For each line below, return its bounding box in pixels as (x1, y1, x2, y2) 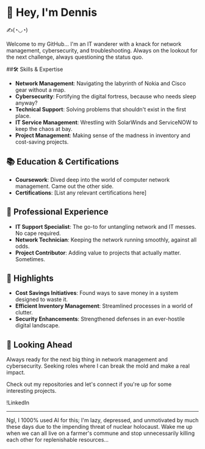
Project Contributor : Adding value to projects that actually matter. (15, 249, 181, 256)
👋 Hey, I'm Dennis (6, 6, 98, 20)
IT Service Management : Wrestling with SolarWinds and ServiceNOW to (15, 119, 198, 126)
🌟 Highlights (6, 273, 54, 283)
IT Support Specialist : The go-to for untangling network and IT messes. (15, 223, 196, 230)
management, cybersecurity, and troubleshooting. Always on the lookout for (6, 46, 198, 54)
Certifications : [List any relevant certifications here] (15, 189, 147, 196)
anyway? (15, 99, 38, 106)
